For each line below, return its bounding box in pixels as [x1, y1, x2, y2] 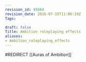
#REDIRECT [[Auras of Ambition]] [5, 51, 72, 57]
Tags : [5, 16, 16, 21]
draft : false [5, 25, 31, 30]
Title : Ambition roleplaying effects [5, 30, 81, 34]
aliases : [5, 34, 23, 39]
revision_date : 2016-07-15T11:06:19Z [5, 12, 81, 16]
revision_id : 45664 [5, 7, 44, 12]
